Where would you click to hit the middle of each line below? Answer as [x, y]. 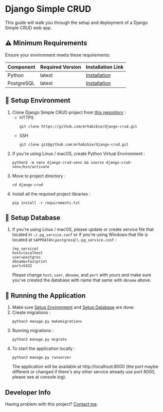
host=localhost [27, 253]
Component [21, 67]
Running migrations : [33, 330]
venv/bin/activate [31, 167]
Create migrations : [31, 313]
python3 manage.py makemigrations [47, 322]
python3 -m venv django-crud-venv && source [58, 162]
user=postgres [26, 258]
